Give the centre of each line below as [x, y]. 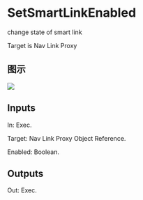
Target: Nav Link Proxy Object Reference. [67, 138]
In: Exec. [20, 125]
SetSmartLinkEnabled [72, 13]
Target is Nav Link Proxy [42, 45]
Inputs [22, 108]
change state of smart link [45, 32]
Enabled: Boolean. [33, 152]
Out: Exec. [22, 190]
